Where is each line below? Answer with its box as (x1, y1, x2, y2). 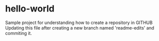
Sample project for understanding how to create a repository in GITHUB (5, 19, 153, 25)
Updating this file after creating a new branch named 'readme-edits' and (5, 24, 154, 30)
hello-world (5, 3, 55, 14)
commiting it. (5, 30, 32, 36)
